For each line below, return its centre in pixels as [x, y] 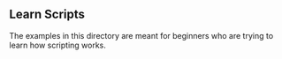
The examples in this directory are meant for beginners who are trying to [141, 35]
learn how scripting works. [57, 45]
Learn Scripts [47, 15]
